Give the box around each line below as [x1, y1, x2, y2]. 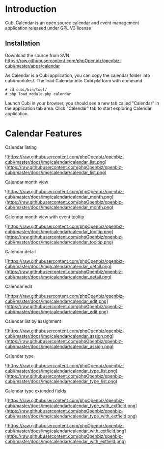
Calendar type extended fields [5, 388, 66, 394]
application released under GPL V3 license [5, 25, 91, 31]
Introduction [5, 3, 57, 15]
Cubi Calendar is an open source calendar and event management [5, 20, 139, 26]
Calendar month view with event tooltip [5, 213, 84, 220]
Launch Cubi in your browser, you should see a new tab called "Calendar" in [5, 100, 160, 106]
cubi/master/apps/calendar [5, 63, 60, 69]
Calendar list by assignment [5, 318, 61, 324]
